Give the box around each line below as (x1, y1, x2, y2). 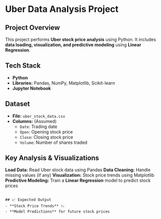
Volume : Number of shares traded (19, 139, 88, 145)
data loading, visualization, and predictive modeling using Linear (5, 42, 142, 48)
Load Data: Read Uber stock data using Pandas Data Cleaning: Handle (5, 167, 151, 173)
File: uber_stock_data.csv (12, 113, 66, 119)
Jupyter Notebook (12, 85, 51, 91)
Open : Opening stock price (19, 128, 73, 135)
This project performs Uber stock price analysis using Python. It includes (5, 36, 157, 42)
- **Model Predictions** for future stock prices (5, 209, 110, 215)
